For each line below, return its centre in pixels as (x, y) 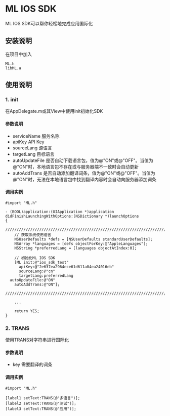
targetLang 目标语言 (33, 154)
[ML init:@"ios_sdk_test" (42, 262)
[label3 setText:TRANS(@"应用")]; (41, 409)
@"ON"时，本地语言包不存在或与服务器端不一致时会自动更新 (76, 167)
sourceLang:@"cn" (37, 271)
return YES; (27, 311)
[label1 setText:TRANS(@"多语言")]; (43, 398)
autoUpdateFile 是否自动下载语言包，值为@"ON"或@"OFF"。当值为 (83, 160)
